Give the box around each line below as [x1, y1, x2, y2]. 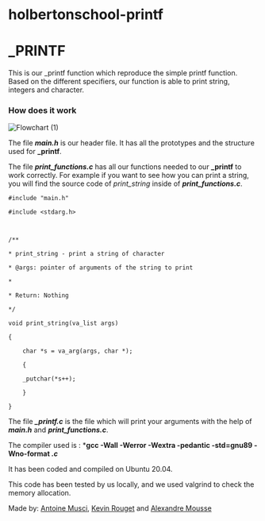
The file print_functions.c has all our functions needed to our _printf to [8, 162, 242, 172]
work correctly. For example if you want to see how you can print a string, [8, 171, 250, 180]
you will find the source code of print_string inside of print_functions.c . [8, 179, 244, 188]
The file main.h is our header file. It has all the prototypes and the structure [8, 138, 255, 148]
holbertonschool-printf [8, 6, 164, 24]
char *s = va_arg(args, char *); [22, 347, 133, 355]
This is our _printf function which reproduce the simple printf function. [8, 68, 238, 78]
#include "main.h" [8, 195, 69, 203]
